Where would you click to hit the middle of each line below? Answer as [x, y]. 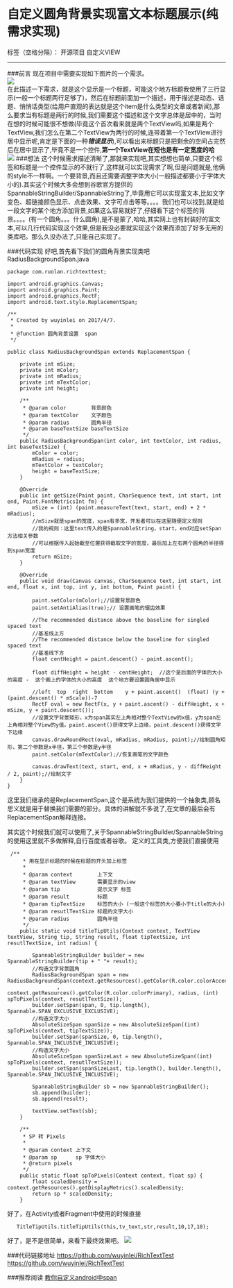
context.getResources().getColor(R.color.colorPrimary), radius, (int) [113, 993]
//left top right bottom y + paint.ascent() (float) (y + [129, 692]
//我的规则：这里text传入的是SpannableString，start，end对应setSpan [127, 528]
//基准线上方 [48, 633]
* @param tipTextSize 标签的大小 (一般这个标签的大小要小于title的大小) [124, 904]
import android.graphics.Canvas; [55, 284]
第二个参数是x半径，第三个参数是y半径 [64, 747]
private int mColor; [49, 370]
